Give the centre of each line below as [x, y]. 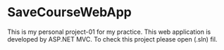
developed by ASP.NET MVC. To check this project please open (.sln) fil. [112, 39]
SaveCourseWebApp [70, 12]
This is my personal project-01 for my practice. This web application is [109, 32]
